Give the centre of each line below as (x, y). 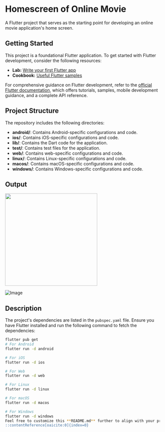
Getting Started (29, 44)
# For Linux (17, 385)
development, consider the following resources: (53, 61)
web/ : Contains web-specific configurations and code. (68, 153)
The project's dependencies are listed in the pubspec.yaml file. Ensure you (80, 320)
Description (23, 308)
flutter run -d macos (27, 402)
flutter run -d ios (25, 362)
